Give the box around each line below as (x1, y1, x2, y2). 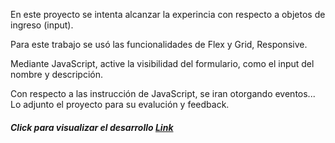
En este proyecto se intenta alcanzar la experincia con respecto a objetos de (10, 9, 326, 20)
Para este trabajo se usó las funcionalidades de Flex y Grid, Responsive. (10, 39, 308, 50)
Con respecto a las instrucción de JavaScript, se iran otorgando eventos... (10, 88, 316, 99)
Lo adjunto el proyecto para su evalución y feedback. (10, 99, 230, 110)
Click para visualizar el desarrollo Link (10, 121, 174, 133)
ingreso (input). (10, 19, 74, 31)
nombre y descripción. (10, 69, 104, 80)
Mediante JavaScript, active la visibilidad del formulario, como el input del (10, 58, 315, 69)
